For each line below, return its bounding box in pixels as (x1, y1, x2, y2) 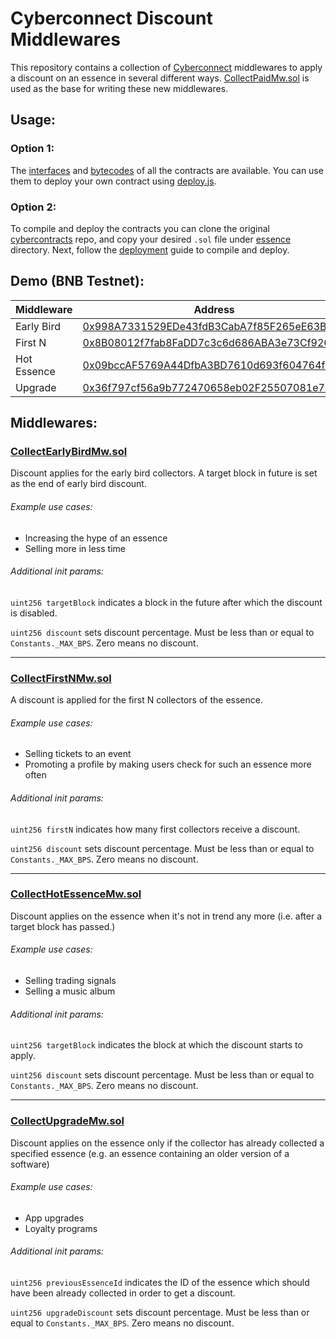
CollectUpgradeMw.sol (10, 1114, 125, 1128)
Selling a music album (24, 985, 116, 997)
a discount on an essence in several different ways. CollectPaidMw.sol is (10, 72, 310, 84)
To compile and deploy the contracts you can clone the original (10, 222, 270, 234)
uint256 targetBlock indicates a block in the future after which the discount (10, 596, 323, 608)
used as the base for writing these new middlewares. (10, 82, 229, 94)
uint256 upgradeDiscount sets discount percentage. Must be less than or (10, 1306, 310, 1318)
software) (10, 1158, 50, 1170)
